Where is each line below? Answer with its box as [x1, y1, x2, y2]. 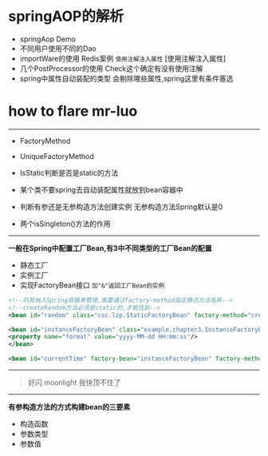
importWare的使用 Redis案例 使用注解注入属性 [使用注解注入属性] [19, 54, 226, 63]
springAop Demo [19, 34, 76, 44]
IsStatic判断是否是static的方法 [19, 168, 119, 177]
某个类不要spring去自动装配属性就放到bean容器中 [19, 184, 183, 194]
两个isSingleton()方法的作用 [19, 219, 111, 228]
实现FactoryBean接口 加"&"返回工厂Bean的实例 [19, 280, 165, 290]
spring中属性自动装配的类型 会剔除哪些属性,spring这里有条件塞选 [19, 73, 234, 83]
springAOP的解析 [8, 7, 124, 26]
